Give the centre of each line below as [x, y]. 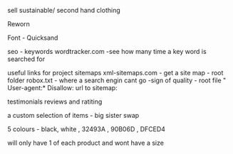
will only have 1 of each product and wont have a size [86, 143]
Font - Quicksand [33, 38]
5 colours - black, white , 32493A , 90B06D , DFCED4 [87, 129]
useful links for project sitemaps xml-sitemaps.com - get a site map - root [115, 73]
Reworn [19, 24]
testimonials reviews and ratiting [55, 101]
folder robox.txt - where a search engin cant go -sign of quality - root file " [117, 80]
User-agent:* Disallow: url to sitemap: [62, 88]
